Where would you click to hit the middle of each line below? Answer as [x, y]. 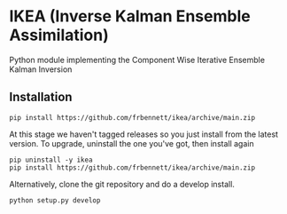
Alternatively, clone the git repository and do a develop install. [122, 184]
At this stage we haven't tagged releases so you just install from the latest [144, 134]
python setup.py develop [55, 200]
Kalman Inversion [41, 69]
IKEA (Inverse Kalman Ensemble [130, 16]
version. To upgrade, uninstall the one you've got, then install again [132, 143]
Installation [41, 97]
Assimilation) [59, 35]
